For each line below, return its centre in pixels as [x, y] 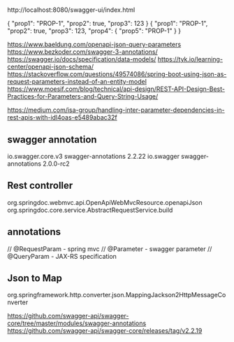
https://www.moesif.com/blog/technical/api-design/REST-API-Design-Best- [116, 89]
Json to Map [35, 278]
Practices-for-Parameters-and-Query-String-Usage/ [83, 97]
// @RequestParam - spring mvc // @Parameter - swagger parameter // [110, 249]
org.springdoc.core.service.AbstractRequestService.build [90, 210]
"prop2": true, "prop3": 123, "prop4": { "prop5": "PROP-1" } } [94, 31]
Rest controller [40, 186]
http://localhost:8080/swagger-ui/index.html [71, 10]
